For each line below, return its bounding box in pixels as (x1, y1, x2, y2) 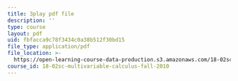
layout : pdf (7, 30, 42, 37)
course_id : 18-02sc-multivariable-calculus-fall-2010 (7, 63, 170, 70)
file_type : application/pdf (7, 43, 91, 50)
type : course (7, 23, 46, 30)
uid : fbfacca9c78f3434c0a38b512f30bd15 (7, 37, 125, 44)
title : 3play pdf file (7, 10, 74, 18)
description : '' (7, 17, 55, 24)
